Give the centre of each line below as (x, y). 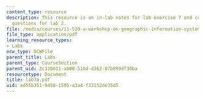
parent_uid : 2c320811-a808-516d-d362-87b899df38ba (72, 68)
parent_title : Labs (31, 57)
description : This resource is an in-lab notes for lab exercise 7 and (99, 18)
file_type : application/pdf (42, 35)
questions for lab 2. (39, 23)
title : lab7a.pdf (28, 80)
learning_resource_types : (39, 40)
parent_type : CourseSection (42, 63)
